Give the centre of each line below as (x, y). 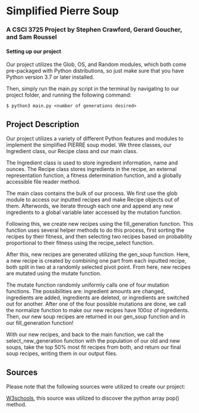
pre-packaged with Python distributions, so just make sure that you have (95, 71)
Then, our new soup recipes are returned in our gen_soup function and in (96, 316)
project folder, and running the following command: (69, 95)
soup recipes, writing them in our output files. (62, 353)
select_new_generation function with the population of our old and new (93, 341)
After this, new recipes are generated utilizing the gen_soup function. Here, (98, 254)
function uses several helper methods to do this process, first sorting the (95, 230)
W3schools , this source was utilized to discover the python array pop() (93, 398)
